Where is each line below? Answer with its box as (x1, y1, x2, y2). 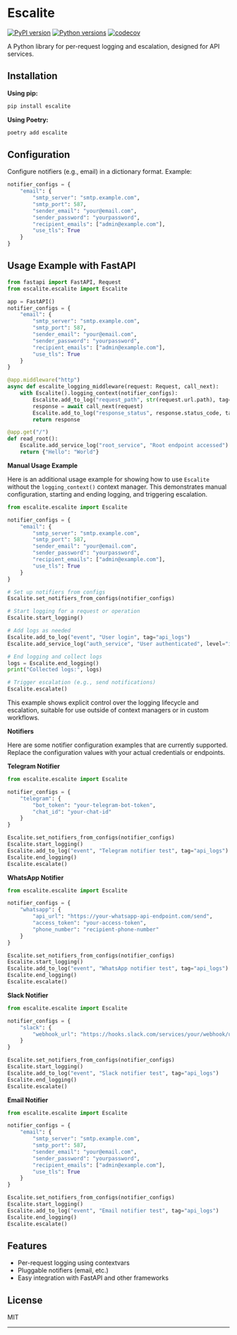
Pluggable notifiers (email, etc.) (17, 1266, 109, 1275)
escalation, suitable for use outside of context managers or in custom (7, 706, 209, 714)
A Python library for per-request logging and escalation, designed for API (7, 42, 220, 50)
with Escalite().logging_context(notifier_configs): (20, 390, 178, 397)
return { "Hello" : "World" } (20, 449, 99, 456)
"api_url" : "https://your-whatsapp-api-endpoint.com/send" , (32, 913, 213, 920)
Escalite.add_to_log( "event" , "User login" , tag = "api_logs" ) (7, 633, 191, 641)
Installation (7, 70, 58, 82)
